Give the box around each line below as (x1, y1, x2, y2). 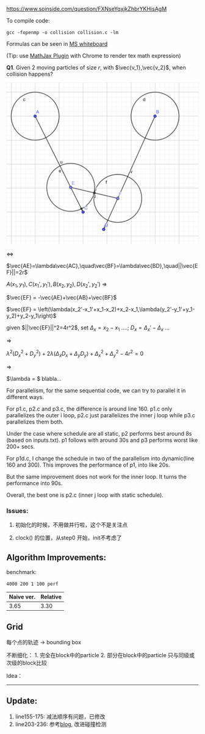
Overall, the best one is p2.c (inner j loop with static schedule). (6, 491, 164, 498)
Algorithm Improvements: (6, 552, 107, 563)
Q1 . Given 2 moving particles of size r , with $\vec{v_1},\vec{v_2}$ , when (6, 64, 186, 71)
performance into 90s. (6, 479, 63, 487)
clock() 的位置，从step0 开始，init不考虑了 (15, 534, 122, 542)
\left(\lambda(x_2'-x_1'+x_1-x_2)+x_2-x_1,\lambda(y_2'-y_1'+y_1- (37, 305, 195, 313)
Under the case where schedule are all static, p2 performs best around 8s (6, 430, 192, 437)
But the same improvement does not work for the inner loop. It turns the (6, 473, 187, 480)
